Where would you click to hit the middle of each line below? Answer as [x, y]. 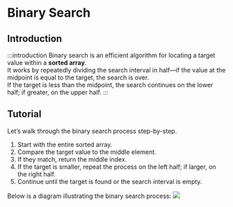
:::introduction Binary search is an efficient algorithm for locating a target [111, 55]
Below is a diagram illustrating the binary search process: [89, 196]
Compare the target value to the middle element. [87, 152]
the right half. [36, 174]
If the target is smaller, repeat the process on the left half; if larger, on [117, 167]
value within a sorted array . [47, 63]
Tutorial [24, 114]
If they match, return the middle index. [72, 159]
